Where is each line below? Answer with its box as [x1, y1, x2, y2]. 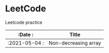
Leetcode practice [5, 19, 43, 25]
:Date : [18, 31, 34, 38]
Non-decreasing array [49, 39, 102, 46]
